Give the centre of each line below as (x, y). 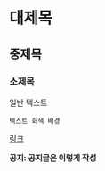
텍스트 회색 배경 (35, 121)
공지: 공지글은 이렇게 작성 (53, 158)
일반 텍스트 (28, 102)
